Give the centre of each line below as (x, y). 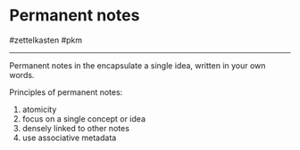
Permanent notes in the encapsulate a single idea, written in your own (137, 65)
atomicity (39, 109)
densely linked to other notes (75, 128)
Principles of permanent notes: (66, 92)
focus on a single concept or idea (83, 118)
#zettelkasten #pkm (46, 40)
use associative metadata (69, 138)
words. (22, 75)
